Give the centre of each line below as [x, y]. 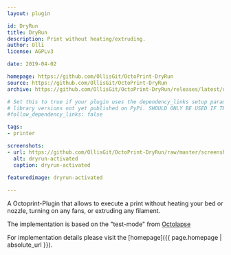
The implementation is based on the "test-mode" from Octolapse [99, 224]
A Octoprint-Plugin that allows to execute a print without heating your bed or [115, 203]
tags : [15, 127]
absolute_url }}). [30, 245]
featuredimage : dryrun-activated [55, 178]
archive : [20, 89]
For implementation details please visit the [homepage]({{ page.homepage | [114, 238]
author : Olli [26, 45]
